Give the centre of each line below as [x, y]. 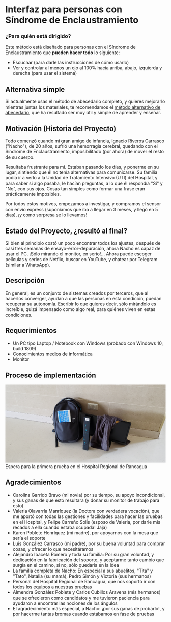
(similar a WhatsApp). [28, 265]
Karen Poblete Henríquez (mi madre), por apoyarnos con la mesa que [85, 533]
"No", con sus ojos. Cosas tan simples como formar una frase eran [75, 189]
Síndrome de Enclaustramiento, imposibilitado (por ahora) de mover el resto [85, 152]
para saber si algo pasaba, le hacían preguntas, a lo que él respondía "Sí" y [84, 183]
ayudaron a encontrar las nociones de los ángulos [65, 603]
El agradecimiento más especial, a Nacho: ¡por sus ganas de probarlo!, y [89, 608]
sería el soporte [29, 538]
